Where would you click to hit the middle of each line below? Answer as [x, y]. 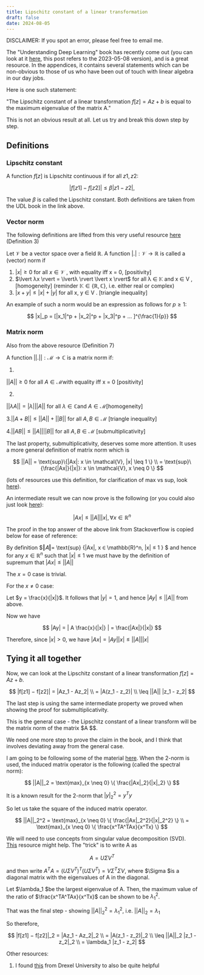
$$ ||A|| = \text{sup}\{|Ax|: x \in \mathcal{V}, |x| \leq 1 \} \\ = [88, 461]
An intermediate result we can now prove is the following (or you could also [100, 498]
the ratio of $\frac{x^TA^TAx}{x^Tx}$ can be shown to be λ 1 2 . [83, 897]
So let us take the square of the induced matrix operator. [77, 808]
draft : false [23, 18]
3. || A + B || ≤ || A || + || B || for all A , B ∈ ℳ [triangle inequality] [82, 419]
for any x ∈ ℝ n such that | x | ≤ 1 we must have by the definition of [88, 555]
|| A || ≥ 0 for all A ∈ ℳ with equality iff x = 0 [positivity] [75, 382]
